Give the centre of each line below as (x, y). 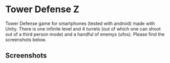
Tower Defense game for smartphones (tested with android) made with (80, 23)
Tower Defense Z (42, 9)
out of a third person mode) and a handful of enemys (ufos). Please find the (85, 34)
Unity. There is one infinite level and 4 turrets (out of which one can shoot (83, 28)
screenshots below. (26, 40)
